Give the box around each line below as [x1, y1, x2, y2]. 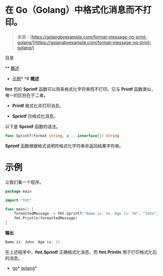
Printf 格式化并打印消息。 [12, 103, 64, 109]
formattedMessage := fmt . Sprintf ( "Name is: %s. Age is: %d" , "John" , [14, 211, 159, 216]
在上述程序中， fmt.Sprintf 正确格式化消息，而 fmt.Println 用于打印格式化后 [5, 249, 157, 255]
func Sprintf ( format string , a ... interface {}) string [5, 133, 119, 138]
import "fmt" [5, 197, 32, 203]
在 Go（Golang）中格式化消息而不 [5, 4, 143, 16]
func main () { [5, 207, 34, 212]
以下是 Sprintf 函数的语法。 [5, 123, 61, 129]
